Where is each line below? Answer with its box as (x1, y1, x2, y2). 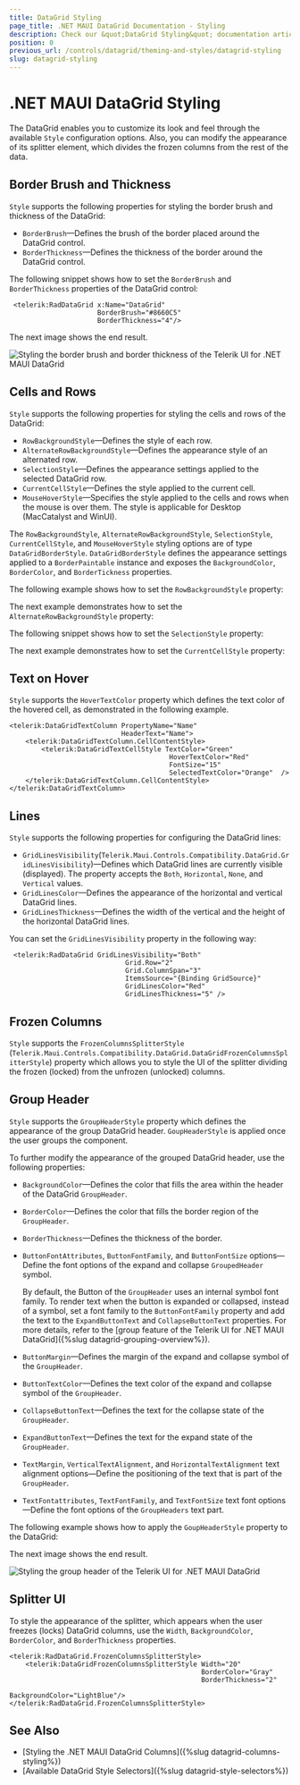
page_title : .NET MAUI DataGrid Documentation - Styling (9, 21, 226, 30)
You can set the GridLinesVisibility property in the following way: (9, 934, 257, 944)
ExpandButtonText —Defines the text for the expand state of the (21, 1432, 253, 1442)
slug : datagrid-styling (9, 55, 98, 63)
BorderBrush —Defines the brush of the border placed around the (21, 227, 261, 238)
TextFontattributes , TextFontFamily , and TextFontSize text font (21, 1494, 257, 1505)
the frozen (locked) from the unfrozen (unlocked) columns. (9, 1066, 226, 1077)
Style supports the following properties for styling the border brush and (9, 200, 274, 211)
